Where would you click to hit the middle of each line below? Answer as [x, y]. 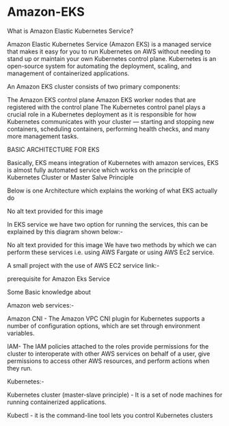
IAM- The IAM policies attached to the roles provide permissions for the [108, 346]
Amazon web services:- [41, 305]
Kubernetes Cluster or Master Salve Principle [70, 177]
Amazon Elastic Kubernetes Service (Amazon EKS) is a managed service [109, 44]
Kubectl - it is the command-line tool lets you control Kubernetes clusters [110, 415]
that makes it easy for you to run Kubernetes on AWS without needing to [109, 51]
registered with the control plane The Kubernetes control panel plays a [106, 107]
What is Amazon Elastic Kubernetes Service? [70, 31]
